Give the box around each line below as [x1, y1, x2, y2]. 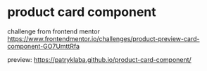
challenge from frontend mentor [7, 27, 100, 35]
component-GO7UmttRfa [7, 42, 80, 50]
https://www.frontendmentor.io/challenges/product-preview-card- [7, 34, 200, 42]
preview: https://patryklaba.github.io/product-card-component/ [7, 55, 192, 63]
